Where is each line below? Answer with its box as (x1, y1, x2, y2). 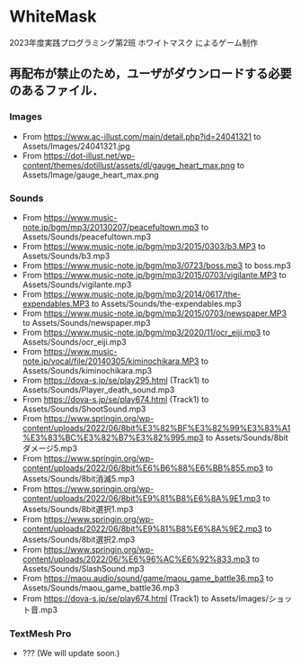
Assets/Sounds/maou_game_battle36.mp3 (22, 582, 180, 593)
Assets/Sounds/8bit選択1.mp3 (22, 503, 134, 514)
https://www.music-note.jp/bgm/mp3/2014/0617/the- (43, 288, 242, 299)
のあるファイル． (9, 83, 104, 98)
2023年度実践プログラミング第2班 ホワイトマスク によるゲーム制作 (9, 37, 259, 48)
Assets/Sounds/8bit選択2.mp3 (22, 534, 136, 545)
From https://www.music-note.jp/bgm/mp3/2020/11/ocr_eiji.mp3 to (22, 327, 271, 338)
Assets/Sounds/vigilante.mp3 (22, 279, 132, 290)
